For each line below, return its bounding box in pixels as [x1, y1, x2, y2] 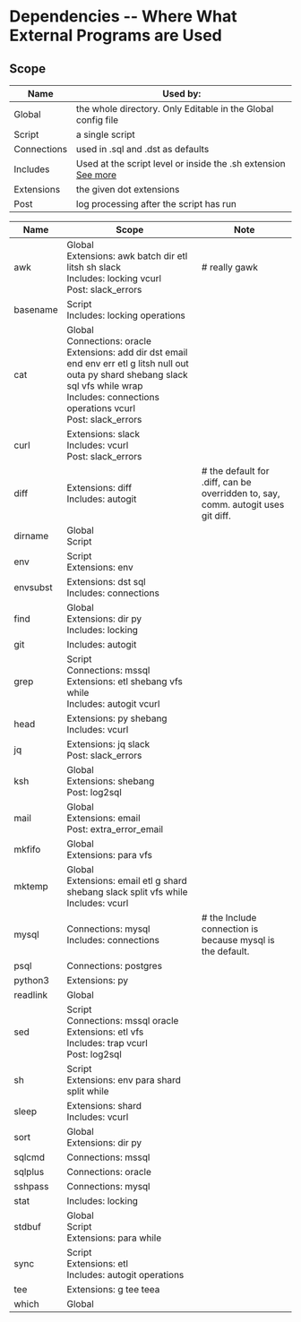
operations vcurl [66, 402, 136, 414]
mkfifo [13, 844, 41, 855]
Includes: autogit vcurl [66, 698, 160, 709]
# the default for [201, 465, 270, 476]
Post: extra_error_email [66, 823, 164, 835]
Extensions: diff [66, 482, 133, 494]
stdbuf [13, 1221, 42, 1232]
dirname [13, 530, 49, 542]
